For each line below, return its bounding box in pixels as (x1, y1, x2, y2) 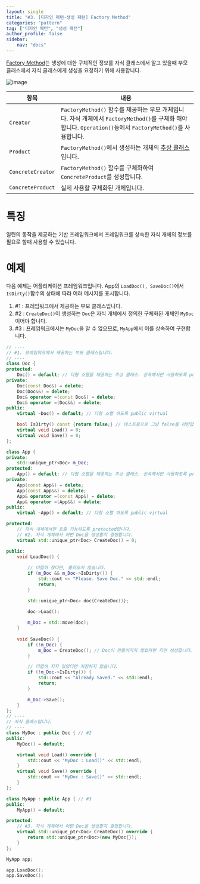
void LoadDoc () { (17, 553, 60, 560)
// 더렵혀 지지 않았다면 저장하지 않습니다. (27, 664, 118, 670)
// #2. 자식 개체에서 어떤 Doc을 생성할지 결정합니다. (17, 532, 133, 538)
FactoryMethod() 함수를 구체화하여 (60, 164, 154, 172)
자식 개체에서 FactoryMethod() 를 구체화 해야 (69, 114, 187, 122)
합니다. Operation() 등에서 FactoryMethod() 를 (60, 123, 183, 131)
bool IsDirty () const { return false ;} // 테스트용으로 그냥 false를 (17, 421, 179, 427)
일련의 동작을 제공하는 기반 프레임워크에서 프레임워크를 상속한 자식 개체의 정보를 (6, 230, 192, 238)
